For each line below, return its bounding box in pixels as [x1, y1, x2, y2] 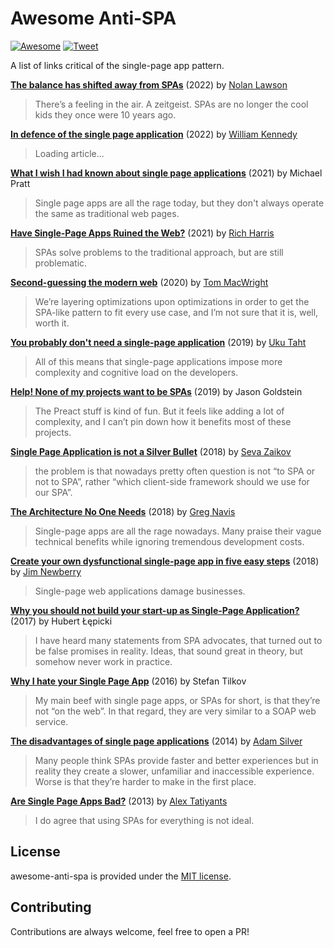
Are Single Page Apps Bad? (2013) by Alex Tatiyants [10, 795, 228, 807]
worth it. [34, 317, 70, 329]
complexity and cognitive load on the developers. [34, 366, 239, 378]
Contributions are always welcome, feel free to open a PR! [10, 925, 250, 937]
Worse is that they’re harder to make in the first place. [34, 775, 257, 787]
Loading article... [34, 147, 105, 159]
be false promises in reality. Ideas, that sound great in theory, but [34, 645, 303, 657]
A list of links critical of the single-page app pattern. [10, 59, 225, 71]
